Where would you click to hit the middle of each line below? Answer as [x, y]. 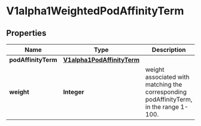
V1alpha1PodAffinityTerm [101, 60]
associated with [167, 77]
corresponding [166, 92]
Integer [74, 92]
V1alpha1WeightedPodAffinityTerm [95, 11]
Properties [26, 33]
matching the [164, 84]
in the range [162, 107]
